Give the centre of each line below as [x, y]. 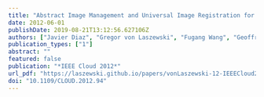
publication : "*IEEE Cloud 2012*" [65, 66]
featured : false [35, 59]
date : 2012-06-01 [37, 23]
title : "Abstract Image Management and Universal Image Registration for [132, 15]
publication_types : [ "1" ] [50, 45]
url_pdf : [22, 74]
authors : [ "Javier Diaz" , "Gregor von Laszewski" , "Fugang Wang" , [119, 37]
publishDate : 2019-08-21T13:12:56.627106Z [79, 30]
